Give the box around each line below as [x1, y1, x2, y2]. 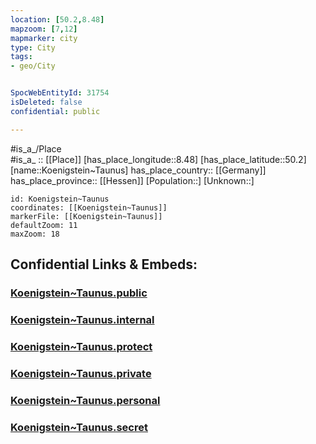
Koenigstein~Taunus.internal [10, 312, 155, 326]
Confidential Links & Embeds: [10, 256, 198, 273]
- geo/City [10, 61, 56, 71]
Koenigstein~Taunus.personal [10, 393, 161, 407]
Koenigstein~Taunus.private [10, 366, 152, 380]
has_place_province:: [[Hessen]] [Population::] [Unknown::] [10, 174, 255, 186]
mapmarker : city [10, 33, 78, 43]
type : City [10, 42, 56, 53]
